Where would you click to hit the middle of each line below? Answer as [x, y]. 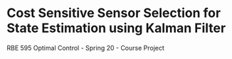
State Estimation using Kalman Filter [116, 28]
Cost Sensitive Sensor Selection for [114, 13]
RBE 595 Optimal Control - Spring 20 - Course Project [86, 48]
